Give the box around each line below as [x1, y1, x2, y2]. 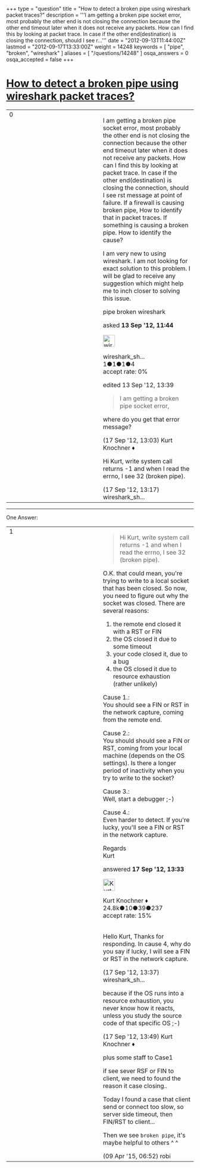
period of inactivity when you [103, 766, 185, 775]
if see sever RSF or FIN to [103, 1066, 174, 1075]
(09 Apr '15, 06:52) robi [103, 1152, 171, 1160]
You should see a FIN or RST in [103, 701, 189, 709]
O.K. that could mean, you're [103, 569, 183, 577]
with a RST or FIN [112, 627, 162, 635]
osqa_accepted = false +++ [6, 56, 74, 63]
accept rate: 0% [103, 367, 148, 375]
